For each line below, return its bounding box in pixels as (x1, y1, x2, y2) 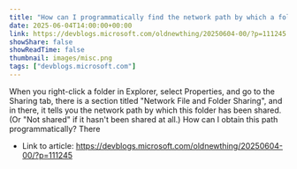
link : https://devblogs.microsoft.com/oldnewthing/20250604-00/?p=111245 (9, 29, 287, 38)
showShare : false (9, 37, 73, 47)
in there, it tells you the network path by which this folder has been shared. (9, 105, 282, 115)
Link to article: (21, 140, 74, 151)
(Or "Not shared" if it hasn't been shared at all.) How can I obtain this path (9, 114, 278, 124)
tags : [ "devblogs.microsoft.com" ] (9, 62, 137, 71)
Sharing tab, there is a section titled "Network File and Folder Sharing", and (9, 95, 283, 106)
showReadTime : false (9, 46, 86, 55)
